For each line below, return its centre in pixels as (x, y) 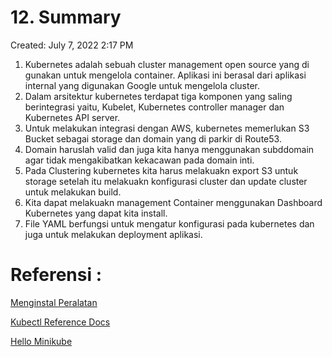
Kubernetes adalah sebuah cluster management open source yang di (167, 64)
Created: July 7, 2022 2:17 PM (72, 45)
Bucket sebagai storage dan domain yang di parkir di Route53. (153, 138)
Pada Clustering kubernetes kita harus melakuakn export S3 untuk (161, 170)
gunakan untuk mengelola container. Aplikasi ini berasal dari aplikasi (165, 75)
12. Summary (66, 17)
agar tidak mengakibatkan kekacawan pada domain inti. (139, 160)
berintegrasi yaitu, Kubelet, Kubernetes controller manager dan (154, 107)
